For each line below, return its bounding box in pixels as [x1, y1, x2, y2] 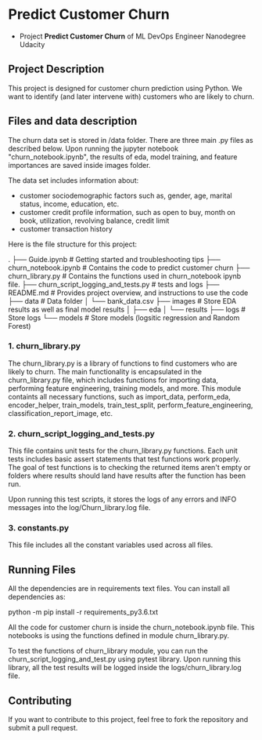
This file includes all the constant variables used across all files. [8, 540, 214, 550]
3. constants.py [8, 523, 70, 534]
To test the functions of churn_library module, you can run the [8, 646, 209, 656]
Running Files [8, 563, 76, 576]
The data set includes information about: [8, 175, 139, 185]
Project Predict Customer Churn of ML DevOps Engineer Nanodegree [19, 31, 246, 41]
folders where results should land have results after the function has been [8, 471, 246, 480]
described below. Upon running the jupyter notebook [8, 144, 178, 153]
